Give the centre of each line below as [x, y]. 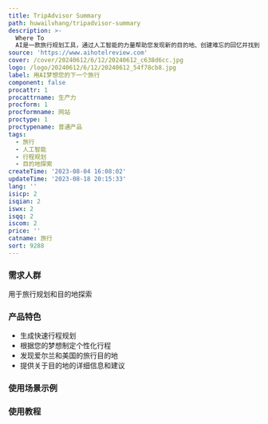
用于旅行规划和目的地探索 [50, 294]
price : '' [25, 231]
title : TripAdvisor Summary [55, 16]
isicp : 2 [23, 194]
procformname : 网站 [39, 113]
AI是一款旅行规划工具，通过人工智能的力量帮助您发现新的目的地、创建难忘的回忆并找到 [138, 46]
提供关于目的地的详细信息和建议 [72, 366]
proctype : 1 [28, 120]
